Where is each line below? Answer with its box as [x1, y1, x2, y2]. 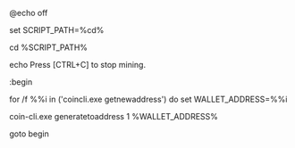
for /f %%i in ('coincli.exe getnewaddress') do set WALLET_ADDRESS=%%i [9, 94, 288, 104]
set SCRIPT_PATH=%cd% [9, 25, 105, 35]
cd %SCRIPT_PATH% [9, 42, 88, 53]
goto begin [9, 128, 49, 139]
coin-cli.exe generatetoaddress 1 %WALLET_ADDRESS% [9, 111, 219, 121]
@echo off [9, 8, 48, 18]
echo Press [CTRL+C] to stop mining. [9, 60, 146, 70]
